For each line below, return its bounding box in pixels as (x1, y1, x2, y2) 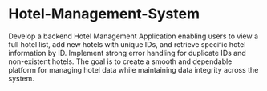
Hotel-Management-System (8, 5, 200, 23)
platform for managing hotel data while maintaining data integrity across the (8, 65, 259, 74)
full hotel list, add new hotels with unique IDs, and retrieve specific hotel (8, 39, 246, 49)
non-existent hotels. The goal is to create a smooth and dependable (8, 57, 233, 66)
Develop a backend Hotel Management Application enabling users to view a (8, 31, 259, 41)
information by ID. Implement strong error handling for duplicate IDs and (8, 48, 246, 57)
